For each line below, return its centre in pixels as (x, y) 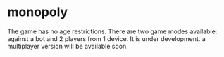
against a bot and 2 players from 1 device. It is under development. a (106, 38)
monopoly (38, 12)
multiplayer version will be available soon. (68, 46)
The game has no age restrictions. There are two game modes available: (112, 31)
